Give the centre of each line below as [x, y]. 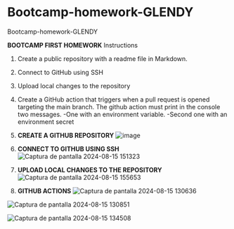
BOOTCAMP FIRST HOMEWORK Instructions [73, 45]
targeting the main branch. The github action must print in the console [119, 106]
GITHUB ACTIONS [44, 190]
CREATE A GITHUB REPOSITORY [66, 135]
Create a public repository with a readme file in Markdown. [102, 58]
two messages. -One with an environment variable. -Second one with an [122, 114]
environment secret [46, 122]
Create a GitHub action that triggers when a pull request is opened [113, 99]
